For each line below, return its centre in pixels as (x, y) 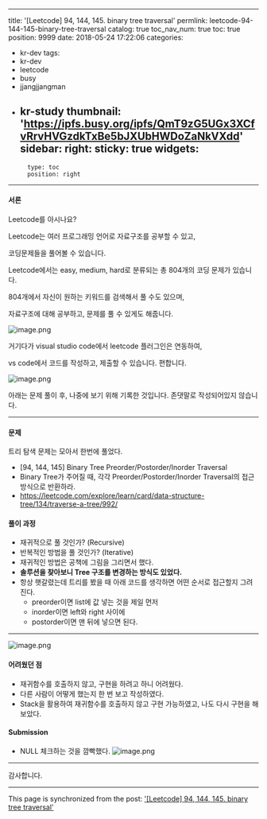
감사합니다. (25, 775)
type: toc (43, 167)
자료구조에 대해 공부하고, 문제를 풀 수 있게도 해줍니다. (91, 314)
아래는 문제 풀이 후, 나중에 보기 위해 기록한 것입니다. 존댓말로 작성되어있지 (122, 395)
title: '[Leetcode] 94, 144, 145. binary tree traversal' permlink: (108, 20)
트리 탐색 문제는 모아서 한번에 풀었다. (66, 452)
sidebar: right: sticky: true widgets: (109, 149)
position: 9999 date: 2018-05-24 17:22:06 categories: (96, 37)
